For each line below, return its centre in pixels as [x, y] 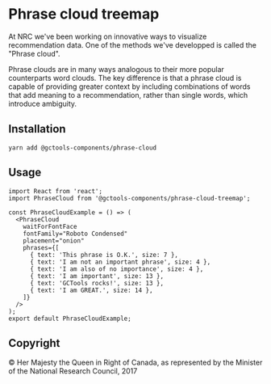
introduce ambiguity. [43, 103]
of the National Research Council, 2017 [73, 371]
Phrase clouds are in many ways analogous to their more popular [116, 69]
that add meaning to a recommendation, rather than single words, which [128, 95]
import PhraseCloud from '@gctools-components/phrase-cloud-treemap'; [129, 198]
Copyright [34, 343]
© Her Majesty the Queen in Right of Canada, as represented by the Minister [135, 363]
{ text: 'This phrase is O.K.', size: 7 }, [104, 255]
